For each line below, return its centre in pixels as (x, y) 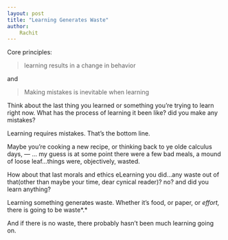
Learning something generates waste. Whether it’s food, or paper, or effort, (113, 203)
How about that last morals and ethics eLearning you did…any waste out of (113, 175)
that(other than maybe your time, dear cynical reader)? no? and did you (108, 182)
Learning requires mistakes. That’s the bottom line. (79, 133)
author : (18, 26)
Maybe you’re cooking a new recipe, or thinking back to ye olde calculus (110, 147)
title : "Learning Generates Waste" (58, 20)
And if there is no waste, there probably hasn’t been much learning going (111, 223)
